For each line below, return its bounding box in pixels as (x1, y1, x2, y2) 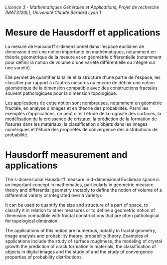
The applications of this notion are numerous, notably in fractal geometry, (5, 227, 157, 234)
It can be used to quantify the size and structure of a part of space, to (5, 202, 149, 208)
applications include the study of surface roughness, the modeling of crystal (5, 238, 162, 244)
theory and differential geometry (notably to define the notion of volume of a (5, 187, 162, 193)
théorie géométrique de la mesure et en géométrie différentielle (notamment (5, 54, 162, 60)
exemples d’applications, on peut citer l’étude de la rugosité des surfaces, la (5, 110, 161, 116)
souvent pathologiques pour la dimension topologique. (5, 90, 117, 96)
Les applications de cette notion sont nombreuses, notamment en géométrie (5, 100, 162, 106)
